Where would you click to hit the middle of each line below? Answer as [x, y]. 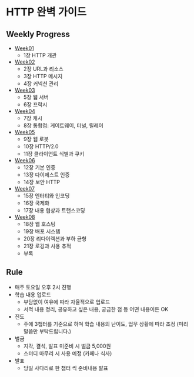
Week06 [25, 160]
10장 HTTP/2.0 [41, 146]
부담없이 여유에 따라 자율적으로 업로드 [67, 302]
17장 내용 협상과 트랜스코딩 [54, 210]
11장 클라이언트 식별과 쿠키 [54, 154]
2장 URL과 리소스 [43, 69]
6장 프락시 [35, 104]
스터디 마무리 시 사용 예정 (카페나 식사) [68, 353]
